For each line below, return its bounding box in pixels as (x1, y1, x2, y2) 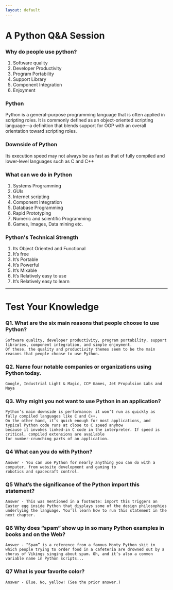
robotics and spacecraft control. (5, 469, 80, 474)
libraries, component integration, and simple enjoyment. (5, 342, 132, 348)
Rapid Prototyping (12, 210, 51, 216)
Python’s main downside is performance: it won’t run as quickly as (5, 409, 155, 414)
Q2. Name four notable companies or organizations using (5, 363, 152, 370)
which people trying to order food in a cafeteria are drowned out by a (5, 547, 165, 552)
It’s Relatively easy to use (12, 273, 67, 279)
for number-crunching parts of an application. (5, 436, 110, 442)
